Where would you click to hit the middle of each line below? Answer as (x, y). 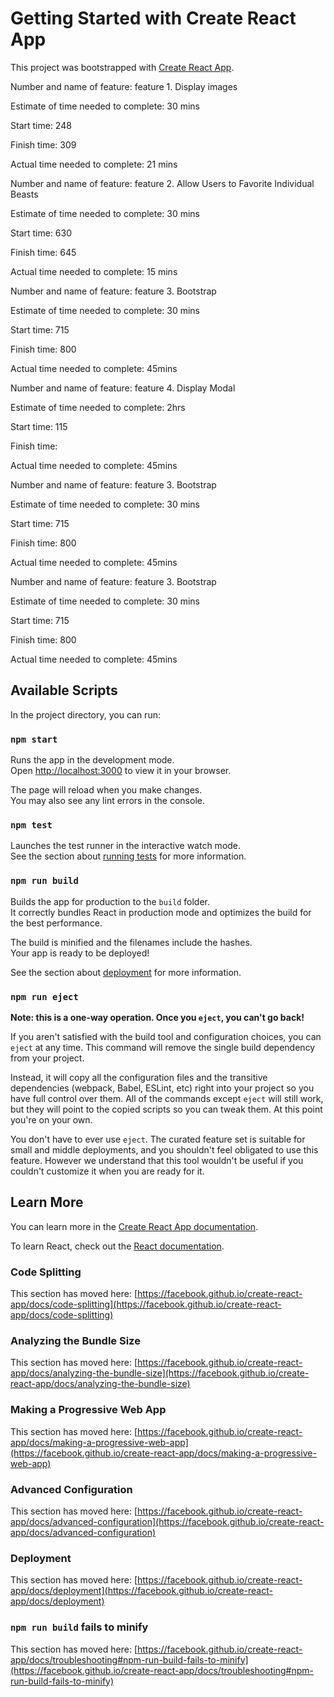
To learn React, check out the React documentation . (117, 1246)
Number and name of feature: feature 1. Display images (124, 86)
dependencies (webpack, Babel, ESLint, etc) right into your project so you (162, 1088)
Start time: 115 (39, 426)
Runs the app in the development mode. (92, 760)
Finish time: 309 (43, 144)
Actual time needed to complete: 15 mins (94, 271)
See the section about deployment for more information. (126, 972)
